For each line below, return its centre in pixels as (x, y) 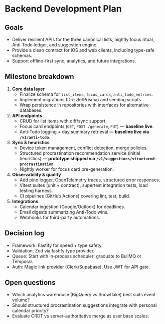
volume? (21, 300)
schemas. (22, 55)
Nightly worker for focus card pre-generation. (66, 169)
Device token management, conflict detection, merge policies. (84, 148)
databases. (31, 110)
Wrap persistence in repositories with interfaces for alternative (84, 105)
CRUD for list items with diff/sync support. (63, 121)
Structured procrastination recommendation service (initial (80, 153)
